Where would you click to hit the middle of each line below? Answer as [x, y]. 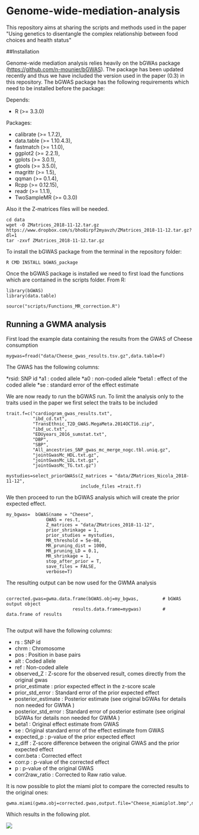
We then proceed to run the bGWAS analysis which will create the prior [93, 497]
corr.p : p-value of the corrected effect [62, 762]
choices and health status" [39, 40]
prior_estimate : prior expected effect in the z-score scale [85, 686]
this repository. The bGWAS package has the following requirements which [98, 82]
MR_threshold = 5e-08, [74, 540]
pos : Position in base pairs [48, 654]
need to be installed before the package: [56, 88]
